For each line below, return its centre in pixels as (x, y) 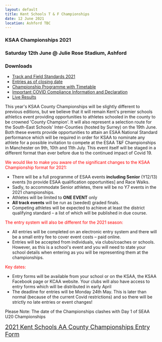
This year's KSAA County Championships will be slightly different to (73, 107)
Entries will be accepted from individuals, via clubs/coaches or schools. (83, 242)
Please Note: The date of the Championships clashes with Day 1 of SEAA (77, 311)
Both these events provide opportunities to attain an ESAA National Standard (81, 132)
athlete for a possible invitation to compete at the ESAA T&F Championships (81, 143)
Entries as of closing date (37, 82)
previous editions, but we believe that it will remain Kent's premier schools (79, 112)
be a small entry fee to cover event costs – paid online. (66, 237)
